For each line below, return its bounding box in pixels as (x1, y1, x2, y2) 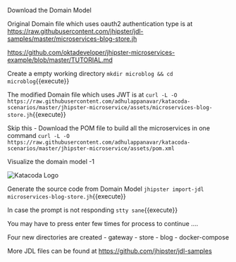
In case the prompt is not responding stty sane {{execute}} (7, 206, 178, 214)
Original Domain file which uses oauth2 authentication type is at (7, 20, 193, 27)
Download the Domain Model (7, 6, 92, 14)
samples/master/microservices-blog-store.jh (7, 35, 137, 43)
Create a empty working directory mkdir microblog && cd (7, 70, 174, 77)
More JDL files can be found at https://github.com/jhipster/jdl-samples (7, 247, 213, 255)
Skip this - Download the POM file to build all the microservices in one (7, 124, 210, 132)
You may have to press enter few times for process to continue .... (7, 220, 199, 227)
